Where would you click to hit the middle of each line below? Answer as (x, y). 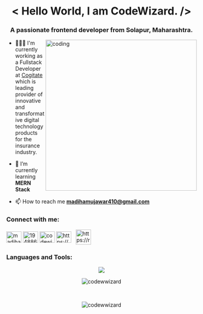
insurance (27, 146)
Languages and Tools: (39, 257)
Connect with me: (33, 220)
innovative (28, 101)
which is (25, 82)
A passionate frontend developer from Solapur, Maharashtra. (101, 30)
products (26, 133)
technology (29, 127)
